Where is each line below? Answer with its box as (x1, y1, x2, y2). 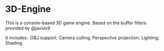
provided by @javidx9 (5, 25, 51, 31)
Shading (5, 40, 23, 46)
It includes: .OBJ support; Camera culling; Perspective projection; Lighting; (5, 35, 159, 41)
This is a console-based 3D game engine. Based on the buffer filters (5, 20, 146, 26)
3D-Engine (5, 3, 51, 15)
